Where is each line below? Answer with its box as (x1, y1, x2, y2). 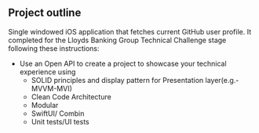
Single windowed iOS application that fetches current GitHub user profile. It (8, 27, 252, 36)
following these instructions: (8, 43, 100, 53)
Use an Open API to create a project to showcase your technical (19, 59, 227, 68)
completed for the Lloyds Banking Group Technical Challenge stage (8, 35, 227, 45)
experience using (19, 66, 76, 77)
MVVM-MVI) (31, 84, 73, 93)
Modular (31, 100, 59, 110)
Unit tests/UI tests (31, 117, 90, 126)
